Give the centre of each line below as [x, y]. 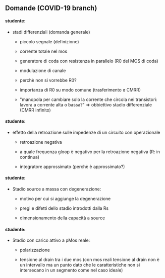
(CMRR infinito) [35, 110]
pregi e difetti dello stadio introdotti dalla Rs [64, 208]
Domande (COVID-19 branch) [51, 8]
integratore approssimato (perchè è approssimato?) [72, 167]
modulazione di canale [43, 70]
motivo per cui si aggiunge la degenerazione [65, 199]
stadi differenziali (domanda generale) [51, 32]
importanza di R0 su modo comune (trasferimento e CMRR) [80, 90]
